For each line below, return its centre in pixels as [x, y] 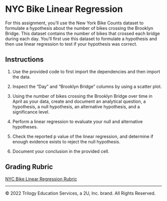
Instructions [24, 60]
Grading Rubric [29, 167]
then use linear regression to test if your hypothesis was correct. [71, 44]
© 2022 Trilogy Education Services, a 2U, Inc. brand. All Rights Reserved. [81, 193]
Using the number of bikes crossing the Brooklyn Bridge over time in [82, 96]
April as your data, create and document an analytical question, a [79, 101]
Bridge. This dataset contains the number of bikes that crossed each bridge [83, 33]
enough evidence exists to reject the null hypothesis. [66, 141]
